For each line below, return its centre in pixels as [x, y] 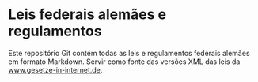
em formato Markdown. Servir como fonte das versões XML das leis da [124, 61]
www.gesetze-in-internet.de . [55, 69]
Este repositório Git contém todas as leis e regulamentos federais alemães [129, 53]
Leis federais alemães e [87, 15]
